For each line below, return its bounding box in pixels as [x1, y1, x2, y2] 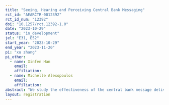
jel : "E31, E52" [5, 36, 39, 41]
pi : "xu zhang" [5, 49, 37, 55]
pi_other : [5, 54, 26, 60]
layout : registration [5, 92, 51, 97]
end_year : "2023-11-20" [5, 45, 55, 50]
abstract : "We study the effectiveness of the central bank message [5, 87, 152, 92]
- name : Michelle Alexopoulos [10, 73, 73, 78]
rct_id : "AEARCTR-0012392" [5, 12, 62, 17]
